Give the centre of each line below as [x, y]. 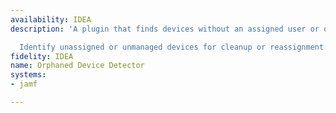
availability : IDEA [51, 19]
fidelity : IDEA [42, 56]
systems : [28, 75]
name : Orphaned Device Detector [77, 66]
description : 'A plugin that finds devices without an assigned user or [165, 29]
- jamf [24, 84]
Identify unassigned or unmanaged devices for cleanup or [143, 47]
